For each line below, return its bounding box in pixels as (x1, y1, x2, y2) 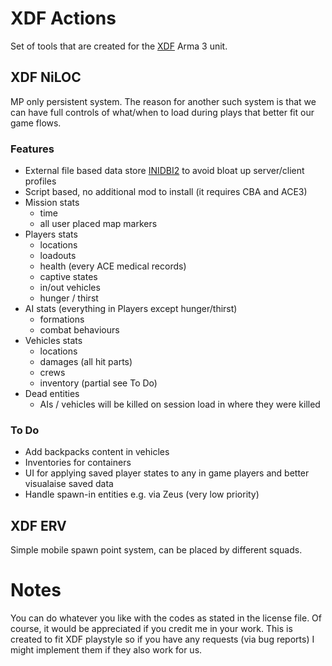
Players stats (24, 228, 78, 241)
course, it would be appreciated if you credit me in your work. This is (10, 623, 293, 635)
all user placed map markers (39, 218, 158, 230)
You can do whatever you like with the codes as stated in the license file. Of (10, 612, 322, 624)
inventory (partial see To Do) (39, 377, 158, 389)
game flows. (10, 117, 62, 129)
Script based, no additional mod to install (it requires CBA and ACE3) (24, 186, 308, 198)
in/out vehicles (39, 282, 101, 294)
